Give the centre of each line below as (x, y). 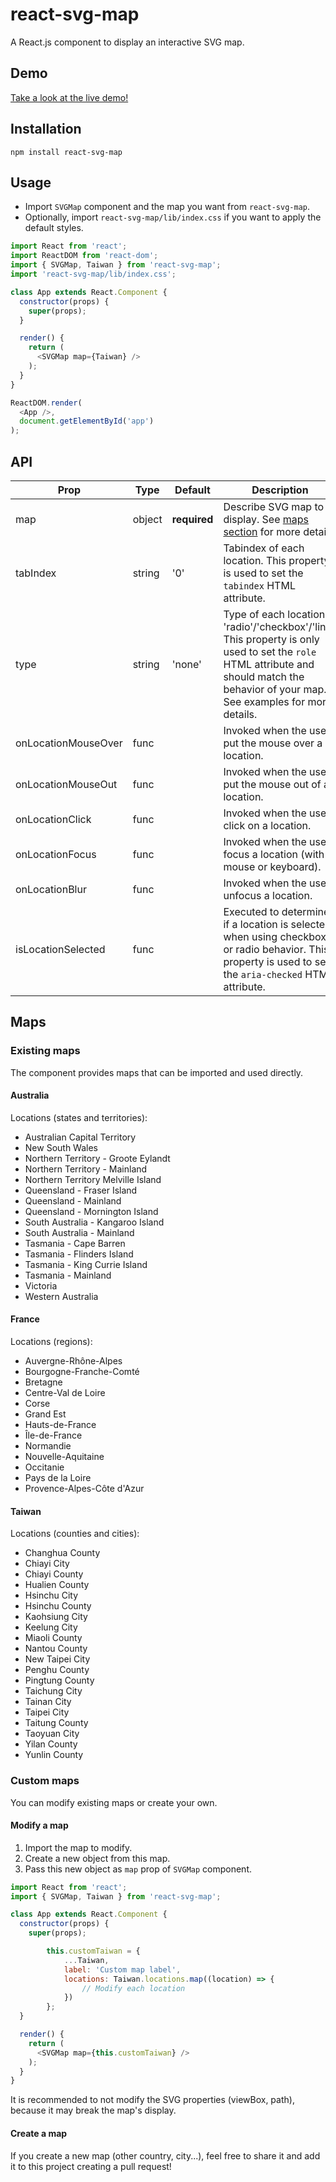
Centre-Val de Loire (65, 1393)
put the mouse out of (272, 784)
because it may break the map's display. (93, 2110)
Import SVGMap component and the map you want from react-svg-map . (167, 207)
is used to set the (263, 573)
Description (280, 490)
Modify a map (39, 1825)
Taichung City (53, 1691)
